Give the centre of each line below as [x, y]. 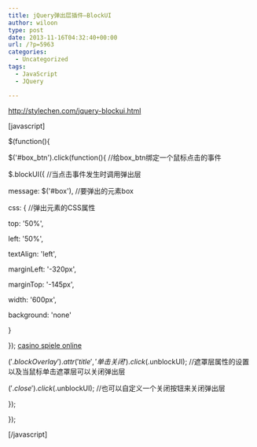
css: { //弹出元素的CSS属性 [52, 207]
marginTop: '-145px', [41, 284]
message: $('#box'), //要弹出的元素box [71, 190]
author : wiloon [33, 23]
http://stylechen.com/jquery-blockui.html [75, 110]
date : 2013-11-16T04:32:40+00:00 [63, 37]
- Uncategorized [42, 60]
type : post [26, 30]
